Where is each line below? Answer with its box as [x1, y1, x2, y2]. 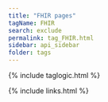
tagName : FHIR [8, 19, 56, 27]
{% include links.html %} [8, 86, 89, 96]
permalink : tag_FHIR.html [8, 33, 94, 42]
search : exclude [8, 26, 62, 34]
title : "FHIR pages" [8, 11, 77, 20]
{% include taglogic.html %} [8, 71, 101, 80]
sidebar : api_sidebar [8, 41, 80, 49]
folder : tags [8, 49, 52, 57]
